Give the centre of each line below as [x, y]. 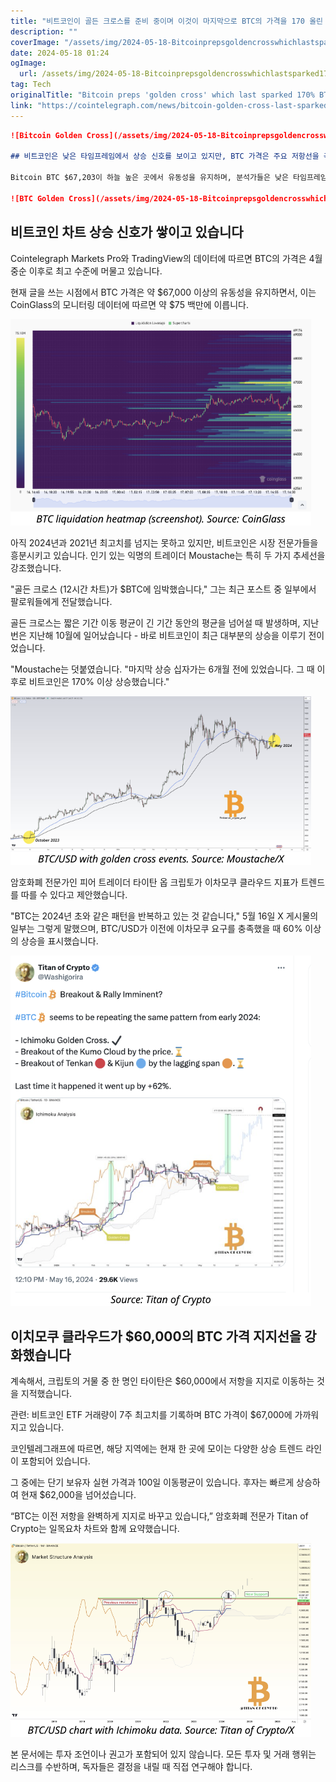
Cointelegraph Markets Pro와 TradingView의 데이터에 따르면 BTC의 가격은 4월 [166, 258]
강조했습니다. [36, 567]
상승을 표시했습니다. [59, 941]
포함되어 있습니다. [55, 1461]
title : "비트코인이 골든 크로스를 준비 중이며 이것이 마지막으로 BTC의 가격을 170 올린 [167, 21]
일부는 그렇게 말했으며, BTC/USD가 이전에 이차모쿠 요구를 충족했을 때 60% [156, 928]
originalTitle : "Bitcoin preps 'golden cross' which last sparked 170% [162, 95]
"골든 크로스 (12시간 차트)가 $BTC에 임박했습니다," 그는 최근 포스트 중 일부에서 [163, 589]
